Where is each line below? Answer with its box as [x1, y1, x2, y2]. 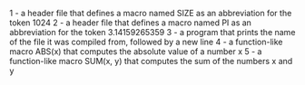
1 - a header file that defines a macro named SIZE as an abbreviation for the [9, 8, 292, 18]
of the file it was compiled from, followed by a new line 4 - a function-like [9, 36, 283, 47]
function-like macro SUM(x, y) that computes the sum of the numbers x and [9, 56, 293, 66]
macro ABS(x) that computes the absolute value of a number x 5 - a [9, 46, 262, 57]
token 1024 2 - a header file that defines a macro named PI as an [9, 17, 252, 28]
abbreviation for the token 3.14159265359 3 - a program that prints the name [9, 27, 296, 37]
